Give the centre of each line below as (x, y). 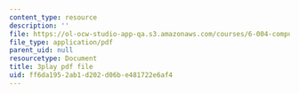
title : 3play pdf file (51, 67)
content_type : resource (53, 17)
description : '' (39, 26)
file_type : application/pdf (61, 42)
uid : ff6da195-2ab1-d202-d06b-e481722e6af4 (91, 75)
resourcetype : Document (53, 58)
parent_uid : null (41, 50)
